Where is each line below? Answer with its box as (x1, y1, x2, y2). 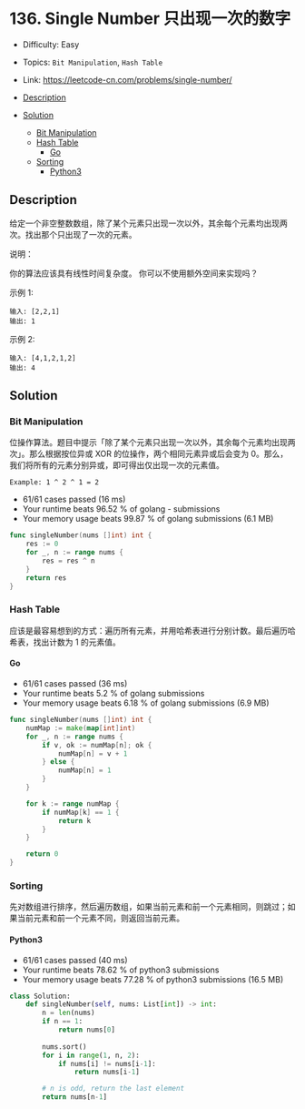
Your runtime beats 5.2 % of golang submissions (22, 688, 205, 699)
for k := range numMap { (25, 799, 120, 809)
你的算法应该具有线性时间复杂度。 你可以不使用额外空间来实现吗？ (9, 268, 259, 279)
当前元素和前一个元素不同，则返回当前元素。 (16, 912, 184, 924)
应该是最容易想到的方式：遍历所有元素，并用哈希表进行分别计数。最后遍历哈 (9, 625, 296, 636)
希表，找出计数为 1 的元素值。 (9, 636, 121, 647)
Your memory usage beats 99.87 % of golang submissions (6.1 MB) (22, 514, 274, 524)
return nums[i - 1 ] (74, 1067, 141, 1077)
